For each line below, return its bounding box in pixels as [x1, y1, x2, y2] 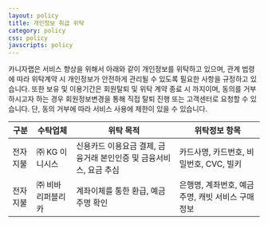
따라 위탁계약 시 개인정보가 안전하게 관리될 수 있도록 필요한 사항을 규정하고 [16, 74, 249, 84]
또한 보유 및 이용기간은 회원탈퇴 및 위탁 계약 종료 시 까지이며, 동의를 [31, 85, 242, 94]
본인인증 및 [100, 152, 140, 164]
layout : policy [8, 11, 59, 20]
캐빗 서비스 [198, 191, 238, 203]
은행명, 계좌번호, [179, 180, 238, 191]
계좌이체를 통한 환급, [75, 185, 149, 196]
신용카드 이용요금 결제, [75, 140, 157, 152]
